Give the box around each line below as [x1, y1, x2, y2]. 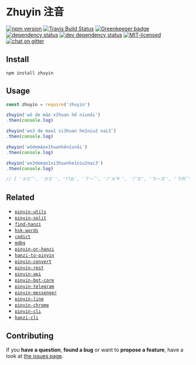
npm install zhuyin [6, 70, 54, 76]
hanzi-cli [14, 315, 39, 321]
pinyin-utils [14, 209, 47, 215]
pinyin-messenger [14, 290, 57, 296]
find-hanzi [14, 221, 42, 227]
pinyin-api [14, 271, 42, 277]
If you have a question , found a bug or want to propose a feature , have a [6, 346, 184, 353]
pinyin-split [14, 215, 47, 221]
